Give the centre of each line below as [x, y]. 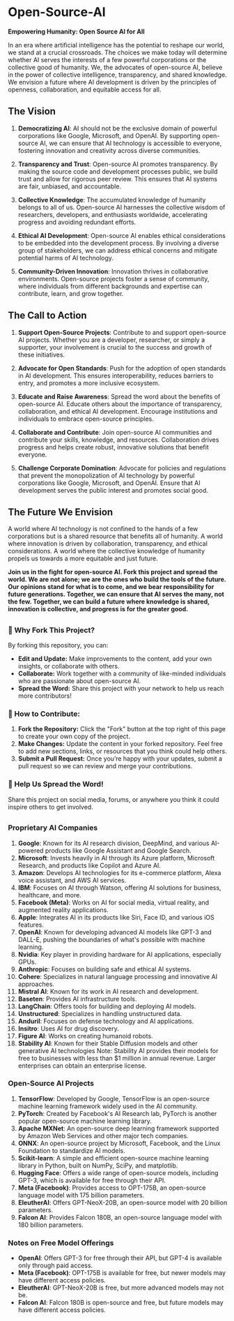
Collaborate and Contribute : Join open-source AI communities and [115, 432]
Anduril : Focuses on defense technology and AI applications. [106, 1021]
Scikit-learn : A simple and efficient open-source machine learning [114, 1158]
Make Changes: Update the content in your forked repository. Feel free [120, 744]
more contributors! [45, 696]
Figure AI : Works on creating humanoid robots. [85, 1036]
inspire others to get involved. [50, 807]
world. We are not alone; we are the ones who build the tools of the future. [117, 579]
